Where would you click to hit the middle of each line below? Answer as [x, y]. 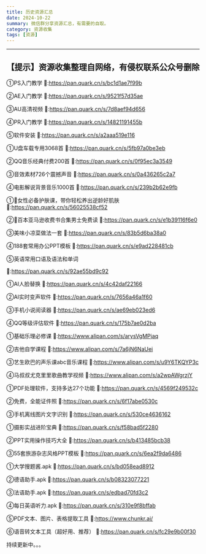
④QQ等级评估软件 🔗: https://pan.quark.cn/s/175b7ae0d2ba [81, 323]
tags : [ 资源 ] [22, 35]
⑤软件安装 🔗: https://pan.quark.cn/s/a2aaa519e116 [71, 135]
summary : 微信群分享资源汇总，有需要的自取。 [58, 23]
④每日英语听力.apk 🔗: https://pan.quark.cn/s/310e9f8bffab [81, 505]
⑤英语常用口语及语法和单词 [42, 259]
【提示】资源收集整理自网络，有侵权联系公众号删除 [103, 67]
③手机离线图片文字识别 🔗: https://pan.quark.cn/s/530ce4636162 [89, 414]
